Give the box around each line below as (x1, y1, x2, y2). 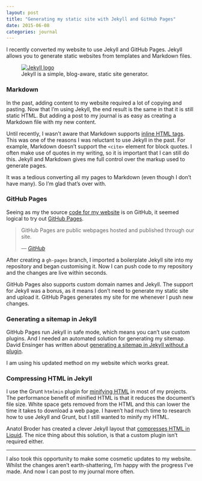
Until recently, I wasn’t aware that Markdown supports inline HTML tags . (6, 130, 185, 137)
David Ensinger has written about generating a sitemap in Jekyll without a (6, 342, 188, 349)
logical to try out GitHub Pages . (6, 215, 84, 222)
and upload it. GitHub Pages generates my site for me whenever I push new (6, 293, 194, 301)
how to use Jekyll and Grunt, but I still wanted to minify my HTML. (6, 414, 170, 421)
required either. (6, 438, 44, 445)
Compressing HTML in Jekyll (6, 375, 93, 383)
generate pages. (6, 162, 47, 169)
